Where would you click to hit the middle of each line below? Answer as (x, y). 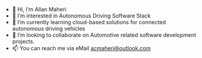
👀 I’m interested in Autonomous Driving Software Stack (81, 16)
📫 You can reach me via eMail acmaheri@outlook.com (81, 48)
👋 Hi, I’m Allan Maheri (39, 9)
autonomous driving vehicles (49, 28)
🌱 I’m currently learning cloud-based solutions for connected (89, 22)
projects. (23, 41)
